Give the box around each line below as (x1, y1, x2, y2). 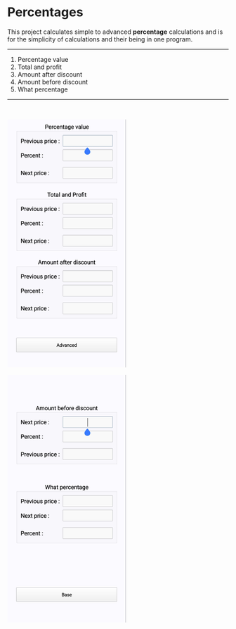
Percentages (7, 4, 84, 20)
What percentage (17, 85, 68, 94)
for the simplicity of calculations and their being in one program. (7, 34, 193, 43)
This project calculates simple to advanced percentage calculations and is (7, 27, 223, 36)
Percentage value (17, 55, 69, 63)
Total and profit (17, 63, 62, 71)
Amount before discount (17, 77, 88, 86)
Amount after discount (17, 70, 83, 78)
